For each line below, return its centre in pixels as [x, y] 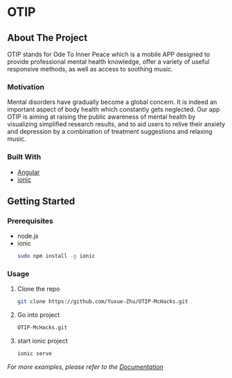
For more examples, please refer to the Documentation [86, 367]
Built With [24, 157]
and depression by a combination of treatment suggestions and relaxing [110, 132]
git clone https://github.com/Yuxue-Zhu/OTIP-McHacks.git [102, 302]
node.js [28, 236]
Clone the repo [38, 289]
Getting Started [41, 201]
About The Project [47, 38]
